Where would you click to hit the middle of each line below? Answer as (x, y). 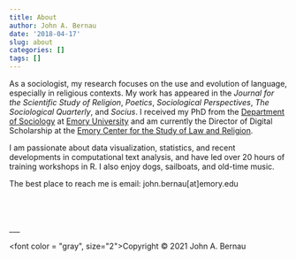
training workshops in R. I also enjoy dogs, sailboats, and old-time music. (142, 166)
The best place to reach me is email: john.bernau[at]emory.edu (124, 184)
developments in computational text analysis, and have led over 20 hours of (147, 157)
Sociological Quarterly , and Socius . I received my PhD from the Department (147, 112)
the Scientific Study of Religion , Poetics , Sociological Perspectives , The (139, 102)
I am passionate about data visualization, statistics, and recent (122, 148)
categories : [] (37, 50)
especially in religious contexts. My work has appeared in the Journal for (142, 93)
